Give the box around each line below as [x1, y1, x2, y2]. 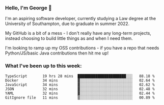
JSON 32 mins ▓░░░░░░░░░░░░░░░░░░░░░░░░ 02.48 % [5, 86, 155, 91]
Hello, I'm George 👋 [5, 4, 52, 11]
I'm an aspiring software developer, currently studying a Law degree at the [5, 16, 156, 22]
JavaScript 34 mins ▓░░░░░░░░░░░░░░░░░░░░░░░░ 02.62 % [5, 82, 155, 87]
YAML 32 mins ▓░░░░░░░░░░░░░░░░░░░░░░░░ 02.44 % [5, 91, 155, 96]
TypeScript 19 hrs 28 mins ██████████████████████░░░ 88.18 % [5, 74, 155, 79]
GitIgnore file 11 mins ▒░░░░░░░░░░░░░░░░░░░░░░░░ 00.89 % [5, 95, 155, 100]
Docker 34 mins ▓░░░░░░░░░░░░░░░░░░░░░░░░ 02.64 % [5, 78, 155, 83]
